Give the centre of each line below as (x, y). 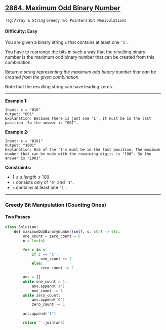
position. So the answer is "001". (42, 123)
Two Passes (18, 217)
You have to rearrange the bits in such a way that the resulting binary (75, 52)
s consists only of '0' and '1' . (43, 183)
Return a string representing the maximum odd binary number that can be (81, 72)
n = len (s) (34, 241)
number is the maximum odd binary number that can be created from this (80, 57)
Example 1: (17, 101)
